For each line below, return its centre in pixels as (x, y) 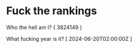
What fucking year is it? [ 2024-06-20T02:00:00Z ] (69, 39)
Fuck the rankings (52, 11)
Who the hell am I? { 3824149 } (44, 27)
